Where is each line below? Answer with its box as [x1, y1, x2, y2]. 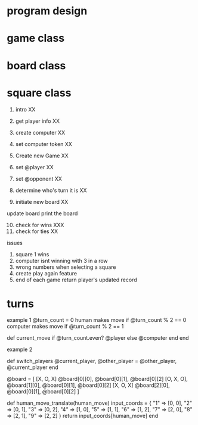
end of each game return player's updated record [15, 276, 137, 283]
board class [7, 58, 66, 72]
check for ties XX [15, 228, 58, 235]
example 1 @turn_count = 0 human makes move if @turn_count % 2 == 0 [7, 317, 187, 324]
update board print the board [7, 210, 78, 217]
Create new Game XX [15, 152, 69, 159]
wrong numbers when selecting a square [15, 263, 116, 271]
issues [7, 239, 23, 246]
